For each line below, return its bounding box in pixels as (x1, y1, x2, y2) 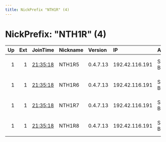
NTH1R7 (59, 102, 80, 109)
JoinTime (32, 47, 54, 53)
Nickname (59, 47, 83, 53)
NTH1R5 (59, 61, 80, 68)
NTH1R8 (59, 122, 80, 129)
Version (88, 47, 107, 53)
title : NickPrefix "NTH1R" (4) (5, 7, 70, 12)
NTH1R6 (59, 81, 80, 88)
